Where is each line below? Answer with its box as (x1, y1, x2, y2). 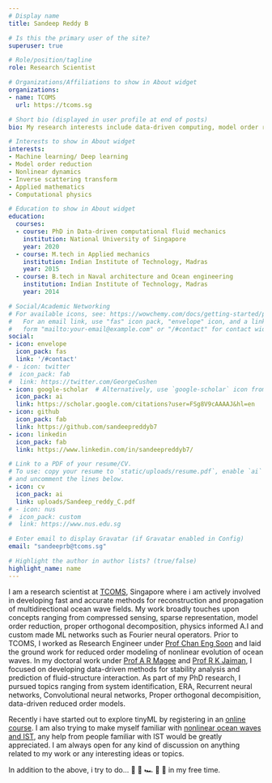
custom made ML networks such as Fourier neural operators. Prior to (8, 629, 239, 640)
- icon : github (8, 408, 60, 416)
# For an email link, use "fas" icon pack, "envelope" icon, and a (8, 317, 249, 326)
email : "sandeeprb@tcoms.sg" (8, 543, 107, 551)
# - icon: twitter (8, 362, 70, 371)
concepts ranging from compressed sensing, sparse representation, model (8, 612, 258, 622)
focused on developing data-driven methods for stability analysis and (8, 664, 240, 674)
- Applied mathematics (8, 183, 85, 191)
